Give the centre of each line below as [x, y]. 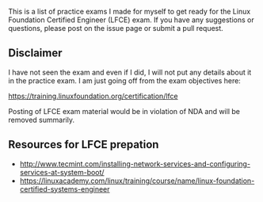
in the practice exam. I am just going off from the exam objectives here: [125, 80]
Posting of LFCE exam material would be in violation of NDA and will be [124, 111]
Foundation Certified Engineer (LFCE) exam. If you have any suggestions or [131, 20]
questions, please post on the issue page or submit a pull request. [116, 28]
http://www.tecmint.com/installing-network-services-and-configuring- [135, 164]
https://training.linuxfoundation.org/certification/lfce [93, 96]
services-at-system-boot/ [62, 172]
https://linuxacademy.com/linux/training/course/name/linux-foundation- [137, 181]
